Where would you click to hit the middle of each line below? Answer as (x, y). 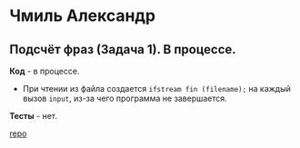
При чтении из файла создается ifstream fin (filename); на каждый (156, 89)
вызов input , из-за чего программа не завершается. (125, 98)
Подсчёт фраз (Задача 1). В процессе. (123, 49)
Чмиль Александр (83, 16)
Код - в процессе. (45, 71)
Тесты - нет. (33, 116)
